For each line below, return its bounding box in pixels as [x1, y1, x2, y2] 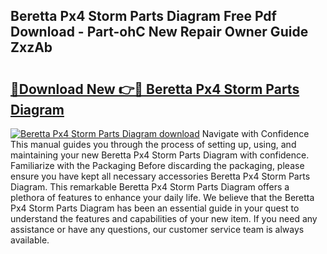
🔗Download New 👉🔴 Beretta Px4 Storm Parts [10, 80, 300, 98]
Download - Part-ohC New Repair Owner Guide [10, 24, 309, 41]
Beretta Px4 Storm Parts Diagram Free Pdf [10, 8, 277, 25]
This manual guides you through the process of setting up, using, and [10, 139, 297, 150]
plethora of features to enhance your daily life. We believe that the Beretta [10, 192, 315, 203]
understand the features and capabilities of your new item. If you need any [10, 213, 318, 224]
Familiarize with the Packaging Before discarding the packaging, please [10, 160, 305, 171]
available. [10, 234, 50, 246]
